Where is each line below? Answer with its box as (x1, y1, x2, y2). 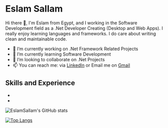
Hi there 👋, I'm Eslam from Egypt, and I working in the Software (5, 20, 137, 26)
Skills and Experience (5, 79, 75, 88)
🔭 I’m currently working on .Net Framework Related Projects (12, 46, 138, 52)
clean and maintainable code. (5, 36, 67, 42)
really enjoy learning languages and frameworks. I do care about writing (5, 30, 156, 36)
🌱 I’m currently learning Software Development (12, 51, 111, 57)
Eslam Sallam (5, 3, 63, 15)
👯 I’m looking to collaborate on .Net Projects (12, 56, 105, 62)
